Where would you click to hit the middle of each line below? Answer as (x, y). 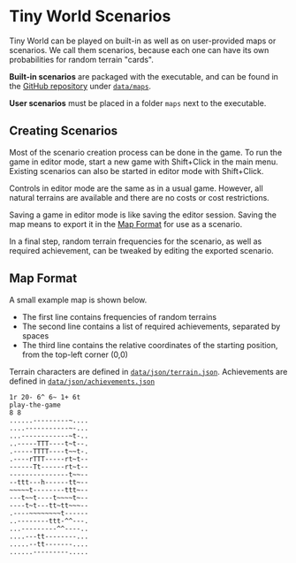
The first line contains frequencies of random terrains (119, 316)
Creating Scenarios (64, 131)
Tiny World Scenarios (90, 16)
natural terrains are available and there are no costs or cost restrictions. (139, 197)
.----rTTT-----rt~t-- (49, 459)
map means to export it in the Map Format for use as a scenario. (126, 224)
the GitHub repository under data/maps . (80, 86)
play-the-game (35, 405)
